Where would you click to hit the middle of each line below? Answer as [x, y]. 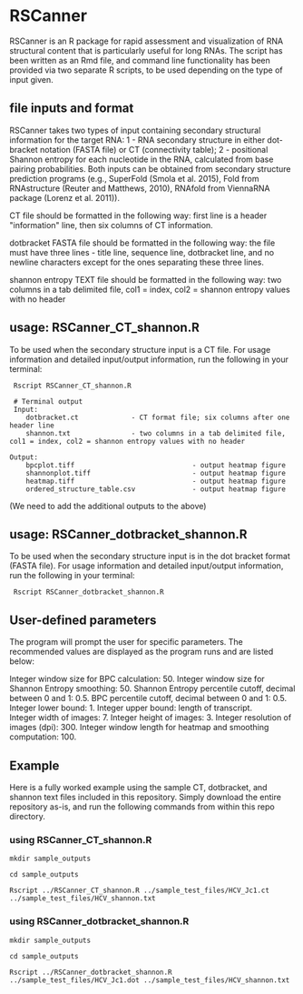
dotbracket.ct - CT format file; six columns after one [158, 417]
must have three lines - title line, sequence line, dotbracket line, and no [142, 252]
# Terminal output [48, 401]
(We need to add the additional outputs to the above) [108, 506]
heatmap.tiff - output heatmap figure [156, 481]
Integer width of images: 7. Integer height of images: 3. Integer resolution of [151, 718]
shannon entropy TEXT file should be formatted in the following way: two [146, 279]
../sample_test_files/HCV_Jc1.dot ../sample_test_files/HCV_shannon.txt [150, 980]
